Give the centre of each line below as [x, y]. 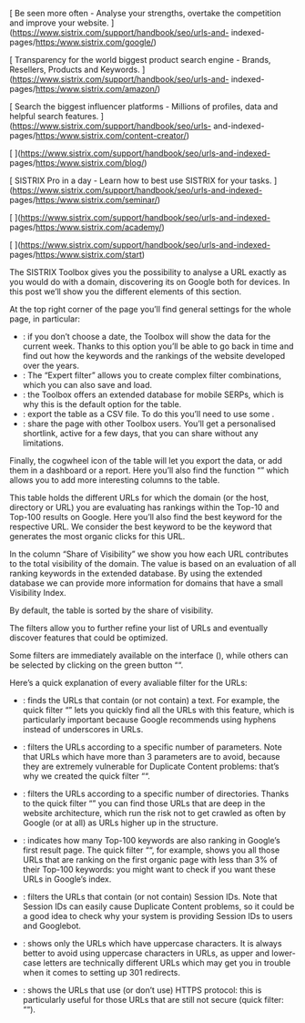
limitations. [43, 443]
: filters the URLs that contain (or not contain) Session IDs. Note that [150, 897]
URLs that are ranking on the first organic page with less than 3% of [150, 859]
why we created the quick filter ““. [86, 776]
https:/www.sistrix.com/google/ [95, 42]
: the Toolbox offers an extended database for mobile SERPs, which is [153, 394]
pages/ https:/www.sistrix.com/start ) [77, 255]
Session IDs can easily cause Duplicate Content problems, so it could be [158, 906]
